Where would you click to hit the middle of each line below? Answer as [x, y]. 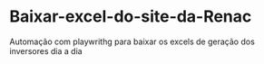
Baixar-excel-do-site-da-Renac [131, 17]
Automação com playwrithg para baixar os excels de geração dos [132, 41]
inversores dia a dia [46, 50]
